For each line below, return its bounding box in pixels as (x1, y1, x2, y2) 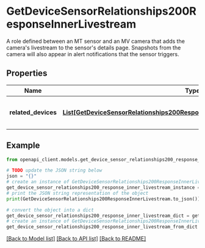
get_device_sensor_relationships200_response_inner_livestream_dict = (6, 213, 190, 219)
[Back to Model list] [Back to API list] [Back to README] (6, 235, 146, 243)
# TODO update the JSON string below (6, 167, 103, 173)
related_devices (9, 108, 57, 117)
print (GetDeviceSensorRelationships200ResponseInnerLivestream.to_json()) (6, 195, 201, 202)
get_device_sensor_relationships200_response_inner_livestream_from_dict (6, 224, 198, 230)
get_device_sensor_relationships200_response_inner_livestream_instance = (6, 184, 201, 191)
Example (6, 140, 40, 151)
